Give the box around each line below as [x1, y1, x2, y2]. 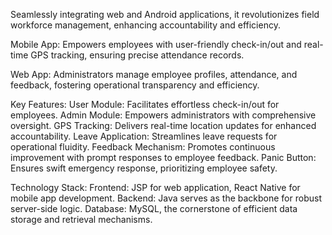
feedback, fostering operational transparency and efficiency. [10, 79, 260, 91]
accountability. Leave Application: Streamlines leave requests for [10, 130, 278, 142]
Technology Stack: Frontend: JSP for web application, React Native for [10, 182, 301, 193]
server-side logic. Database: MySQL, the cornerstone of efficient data [10, 203, 298, 214]
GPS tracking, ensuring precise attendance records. [30, 49, 245, 61]
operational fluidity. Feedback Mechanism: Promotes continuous [10, 141, 276, 153]
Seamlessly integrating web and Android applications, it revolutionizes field [10, 9, 320, 20]
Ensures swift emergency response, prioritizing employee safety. [10, 162, 278, 174]
